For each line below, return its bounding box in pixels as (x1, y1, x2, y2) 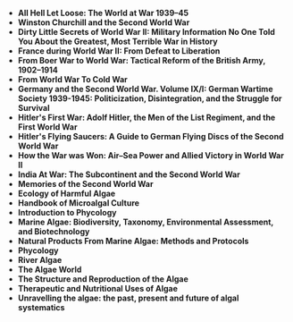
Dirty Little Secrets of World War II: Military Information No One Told (17, 27, 275, 37)
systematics (17, 302, 65, 312)
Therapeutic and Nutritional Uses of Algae (17, 284, 179, 293)
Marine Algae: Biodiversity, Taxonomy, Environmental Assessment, (17, 216, 274, 227)
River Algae (17, 255, 63, 265)
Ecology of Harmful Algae (17, 188, 116, 199)
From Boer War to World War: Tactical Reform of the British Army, (17, 55, 266, 65)
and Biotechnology (17, 226, 90, 236)
